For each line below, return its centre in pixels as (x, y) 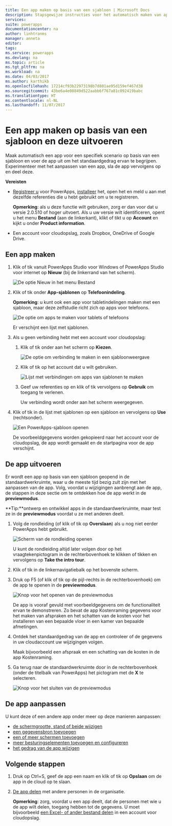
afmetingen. (25, 627)
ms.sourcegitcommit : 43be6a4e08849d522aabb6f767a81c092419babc (74, 91)
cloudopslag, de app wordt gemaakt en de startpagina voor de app (83, 442)
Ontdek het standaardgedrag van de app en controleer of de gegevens (87, 636)
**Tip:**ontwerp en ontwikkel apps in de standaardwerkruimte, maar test (83, 508)
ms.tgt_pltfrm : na (25, 67)
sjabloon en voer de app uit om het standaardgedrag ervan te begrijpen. (81, 161)
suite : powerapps (24, 24)
